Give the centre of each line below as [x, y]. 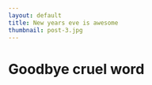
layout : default [35, 15]
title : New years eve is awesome [63, 23]
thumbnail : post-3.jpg [46, 30]
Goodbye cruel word [76, 69]
